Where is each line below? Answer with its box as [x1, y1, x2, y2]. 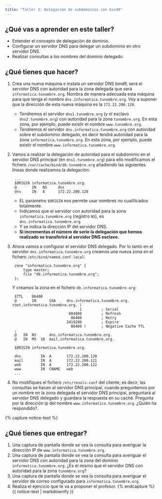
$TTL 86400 [14, 294, 43, 299]
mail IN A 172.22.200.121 [14, 358, 97, 363]
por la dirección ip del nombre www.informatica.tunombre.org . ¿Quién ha [12, 400, 157, 406]
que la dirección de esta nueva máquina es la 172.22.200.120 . [12, 101, 136, 107]
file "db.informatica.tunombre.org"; [23, 272, 99, 277]
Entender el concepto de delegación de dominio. [12, 38, 110, 44]
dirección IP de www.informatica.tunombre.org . [12, 447, 106, 453]
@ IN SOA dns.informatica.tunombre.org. [14, 299, 130, 303]
